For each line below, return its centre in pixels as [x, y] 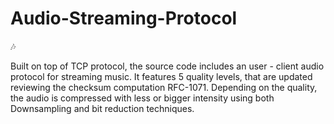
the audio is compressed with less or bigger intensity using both [142, 98]
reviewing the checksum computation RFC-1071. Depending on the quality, [164, 87]
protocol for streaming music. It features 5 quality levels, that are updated [161, 76]
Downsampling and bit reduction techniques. [102, 108]
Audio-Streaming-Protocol [124, 18]
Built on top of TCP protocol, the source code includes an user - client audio [167, 66]
